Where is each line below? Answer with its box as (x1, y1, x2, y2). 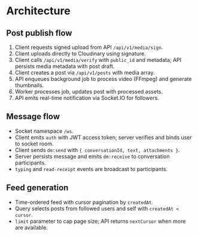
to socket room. (14, 140, 54, 147)
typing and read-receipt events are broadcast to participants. (14, 165, 168, 172)
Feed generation (6, 183, 69, 193)
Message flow (6, 111, 60, 122)
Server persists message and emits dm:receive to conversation (14, 153, 170, 160)
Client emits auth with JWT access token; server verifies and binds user (14, 133, 193, 141)
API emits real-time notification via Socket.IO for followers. (14, 94, 160, 101)
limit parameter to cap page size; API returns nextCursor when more (14, 218, 186, 225)
